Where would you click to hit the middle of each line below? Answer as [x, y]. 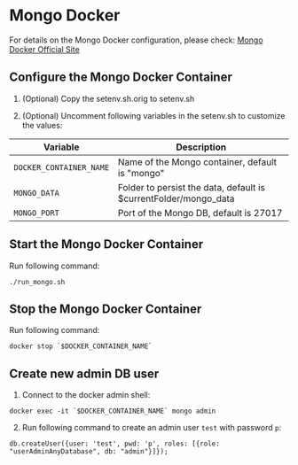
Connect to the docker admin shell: [86, 395]
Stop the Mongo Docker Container [106, 309]
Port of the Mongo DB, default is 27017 [200, 213]
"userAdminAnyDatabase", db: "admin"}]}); [89, 452]
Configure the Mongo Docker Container [121, 77]
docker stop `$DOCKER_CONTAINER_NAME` [81, 346]
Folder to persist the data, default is [192, 187]
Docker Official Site [44, 49]
